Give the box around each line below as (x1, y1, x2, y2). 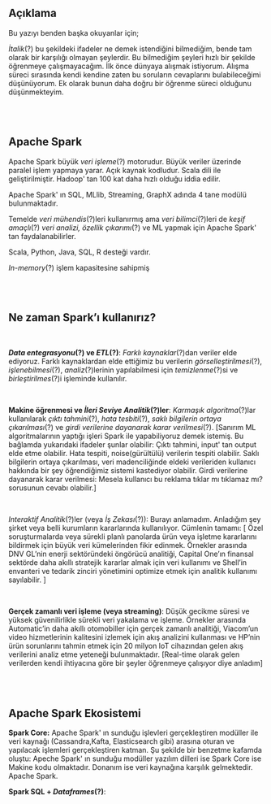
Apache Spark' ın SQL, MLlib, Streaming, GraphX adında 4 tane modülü (8, 189, 247, 199)
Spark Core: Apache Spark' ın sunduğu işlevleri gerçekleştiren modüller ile (8, 728, 259, 738)
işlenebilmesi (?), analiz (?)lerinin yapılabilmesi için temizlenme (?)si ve (8, 365, 239, 375)
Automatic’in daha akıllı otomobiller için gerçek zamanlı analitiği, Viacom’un (8, 624, 259, 633)
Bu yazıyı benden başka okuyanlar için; (8, 28, 140, 37)
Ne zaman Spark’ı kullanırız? (8, 311, 157, 324)
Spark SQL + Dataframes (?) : (8, 787, 106, 797)
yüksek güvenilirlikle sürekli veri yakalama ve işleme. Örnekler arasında (8, 615, 246, 625)
